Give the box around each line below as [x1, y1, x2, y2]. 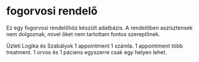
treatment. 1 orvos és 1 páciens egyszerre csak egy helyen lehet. [6, 48, 167, 55]
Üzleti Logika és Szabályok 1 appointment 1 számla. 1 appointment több [6, 42, 183, 49]
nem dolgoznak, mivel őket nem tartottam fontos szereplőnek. [6, 30, 160, 37]
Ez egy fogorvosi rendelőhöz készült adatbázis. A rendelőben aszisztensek [6, 24, 193, 31]
